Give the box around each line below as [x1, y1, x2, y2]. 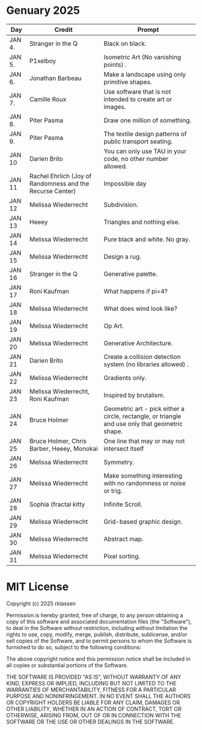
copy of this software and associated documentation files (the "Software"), [6, 618, 192, 625]
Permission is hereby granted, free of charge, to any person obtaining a [6, 611, 183, 619]
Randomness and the [29, 179, 90, 187]
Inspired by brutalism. [103, 391, 165, 399]
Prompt [137, 25, 159, 34]
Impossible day [103, 179, 147, 187]
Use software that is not [103, 87, 171, 96]
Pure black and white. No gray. [103, 235, 191, 243]
